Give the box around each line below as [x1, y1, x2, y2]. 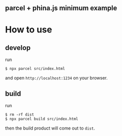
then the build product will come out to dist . [5, 125, 95, 131]
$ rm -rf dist [5, 112, 35, 117]
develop [5, 43, 31, 52]
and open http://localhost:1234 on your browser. [5, 75, 108, 81]
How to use [5, 24, 52, 35]
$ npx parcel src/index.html [5, 67, 65, 71]
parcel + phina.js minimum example [5, 4, 118, 12]
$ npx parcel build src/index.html [5, 117, 79, 122]
